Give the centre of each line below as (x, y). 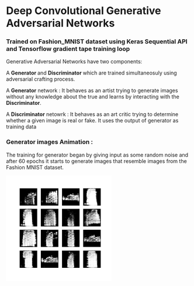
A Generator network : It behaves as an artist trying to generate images (92, 91)
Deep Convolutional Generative (84, 11)
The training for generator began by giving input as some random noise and (97, 155)
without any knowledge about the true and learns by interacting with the (93, 97)
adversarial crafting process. (41, 79)
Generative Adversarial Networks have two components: (74, 62)
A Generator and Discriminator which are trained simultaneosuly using (91, 73)
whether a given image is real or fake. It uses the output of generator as (92, 121)
